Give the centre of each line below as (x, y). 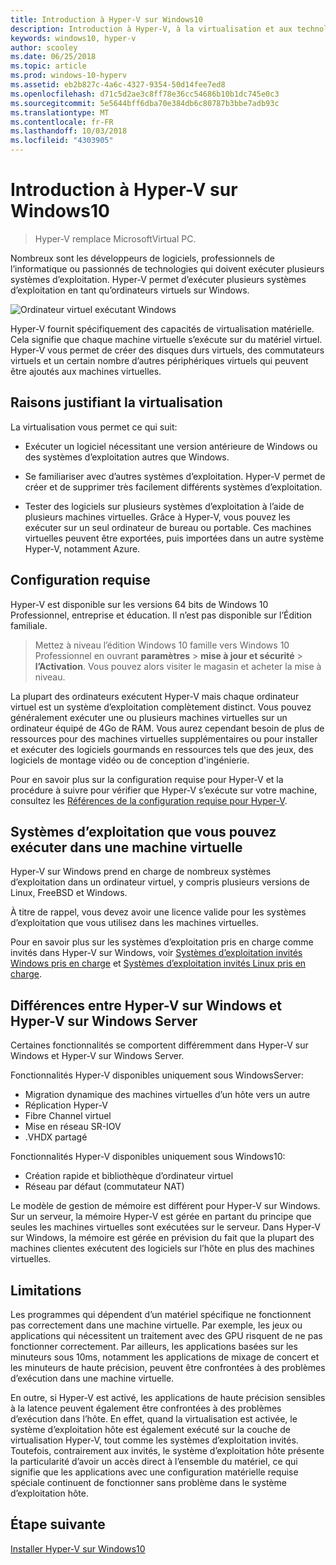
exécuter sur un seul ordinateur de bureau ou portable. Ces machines (168, 527)
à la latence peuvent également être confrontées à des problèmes (146, 1408)
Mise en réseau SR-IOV (73, 1127)
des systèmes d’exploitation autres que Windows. (127, 457)
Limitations (46, 1290)
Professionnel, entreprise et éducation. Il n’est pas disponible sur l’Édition (161, 615)
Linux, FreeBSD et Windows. (69, 893)
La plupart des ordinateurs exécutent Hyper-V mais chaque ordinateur (155, 696)
